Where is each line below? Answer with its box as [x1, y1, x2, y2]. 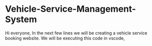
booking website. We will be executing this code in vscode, [5, 35, 125, 41]
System [5, 14, 37, 25]
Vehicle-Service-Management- [5, 3, 136, 15]
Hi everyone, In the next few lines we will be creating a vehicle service [5, 30, 148, 36]
